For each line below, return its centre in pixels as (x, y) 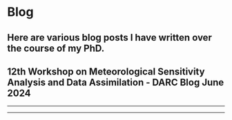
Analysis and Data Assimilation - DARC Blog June (116, 82)
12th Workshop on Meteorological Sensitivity (106, 71)
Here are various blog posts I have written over (110, 38)
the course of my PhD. (56, 48)
